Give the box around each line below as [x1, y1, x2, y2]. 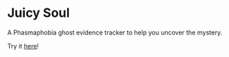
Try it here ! [7, 42, 39, 50]
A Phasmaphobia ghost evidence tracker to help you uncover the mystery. [7, 28, 223, 37]
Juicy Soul [7, 5, 70, 21]
